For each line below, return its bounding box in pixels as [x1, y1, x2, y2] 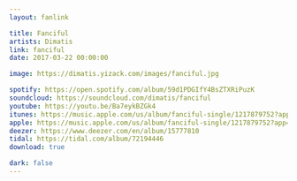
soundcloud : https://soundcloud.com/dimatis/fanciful [9, 94, 212, 102]
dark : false [9, 159, 53, 168]
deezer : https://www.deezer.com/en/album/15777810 [9, 126, 200, 135]
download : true [9, 143, 65, 152]
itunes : [9, 109, 38, 119]
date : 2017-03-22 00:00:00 [9, 54, 109, 63]
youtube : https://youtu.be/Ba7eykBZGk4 [9, 102, 156, 110]
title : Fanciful [9, 28, 69, 38]
